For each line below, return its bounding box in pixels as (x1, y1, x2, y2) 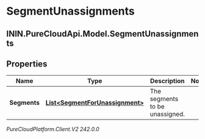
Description (149, 77, 185, 85)
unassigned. (149, 110, 185, 118)
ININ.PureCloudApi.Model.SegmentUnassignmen (6, 29, 199, 39)
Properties (6, 59, 48, 69)
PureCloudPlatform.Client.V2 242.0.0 (6, 126, 99, 133)
